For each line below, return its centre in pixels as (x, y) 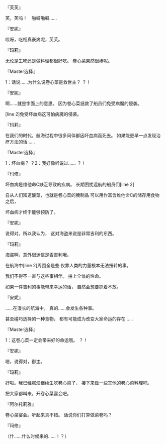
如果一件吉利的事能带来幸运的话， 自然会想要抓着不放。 (63, 287)
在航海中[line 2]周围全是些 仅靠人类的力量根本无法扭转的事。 (68, 265)
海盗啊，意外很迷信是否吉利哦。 (38, 255)
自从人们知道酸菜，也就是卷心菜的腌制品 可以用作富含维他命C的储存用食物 (82, 195)
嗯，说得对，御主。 (25, 361)
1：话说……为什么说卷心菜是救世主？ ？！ (48, 82)
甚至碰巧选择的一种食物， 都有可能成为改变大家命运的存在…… (69, 319)
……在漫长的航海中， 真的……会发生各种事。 (51, 308)
